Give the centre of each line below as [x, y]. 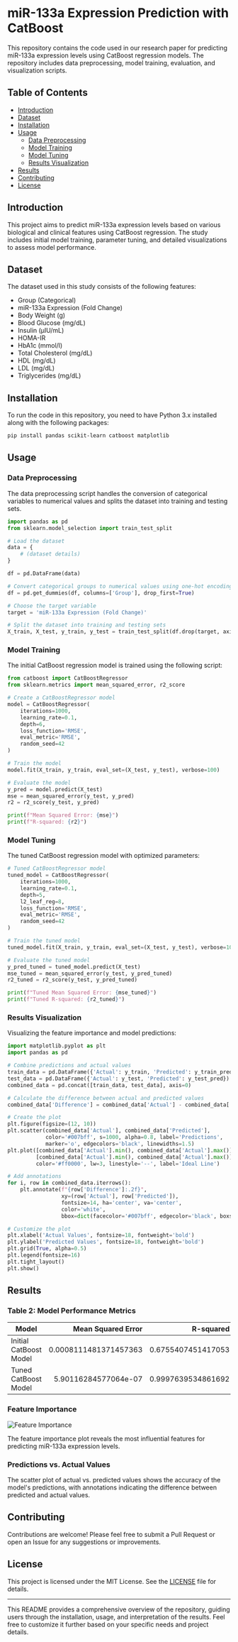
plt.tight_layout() [36, 1262]
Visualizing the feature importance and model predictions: [92, 1033]
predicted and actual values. [49, 1494]
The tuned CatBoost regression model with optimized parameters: [104, 856]
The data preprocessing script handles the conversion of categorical [107, 493]
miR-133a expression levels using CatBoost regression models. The [106, 55]
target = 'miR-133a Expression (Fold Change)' [77, 612]
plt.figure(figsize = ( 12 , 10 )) [52, 1124]
